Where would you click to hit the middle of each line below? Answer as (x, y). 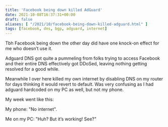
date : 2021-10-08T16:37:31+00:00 (40, 15)
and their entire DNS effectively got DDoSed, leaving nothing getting (76, 64)
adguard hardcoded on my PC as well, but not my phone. (65, 90)
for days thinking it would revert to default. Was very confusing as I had (79, 84)
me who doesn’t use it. (29, 49)
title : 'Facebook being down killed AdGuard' (54, 10)
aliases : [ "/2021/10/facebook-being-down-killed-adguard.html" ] (76, 24)
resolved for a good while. (32, 69)
